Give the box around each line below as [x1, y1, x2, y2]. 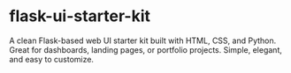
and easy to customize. [9, 54, 95, 64]
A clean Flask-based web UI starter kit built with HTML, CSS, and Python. [9, 35, 277, 46]
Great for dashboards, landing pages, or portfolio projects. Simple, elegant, [9, 44, 283, 55]
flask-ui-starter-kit [9, 6, 151, 26]
